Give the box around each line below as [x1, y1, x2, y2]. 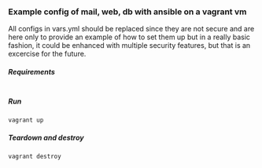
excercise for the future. [8, 49, 87, 59]
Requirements [8, 67, 55, 76]
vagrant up [8, 116, 44, 124]
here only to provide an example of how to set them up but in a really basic [8, 32, 250, 42]
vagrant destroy [8, 152, 61, 161]
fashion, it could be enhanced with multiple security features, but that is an [8, 41, 251, 50]
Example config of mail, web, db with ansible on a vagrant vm [8, 6, 247, 17]
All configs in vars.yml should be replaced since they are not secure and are [8, 24, 255, 34]
